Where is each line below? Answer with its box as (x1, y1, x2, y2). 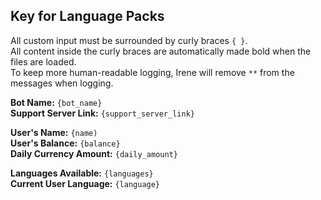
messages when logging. (10, 77, 114, 89)
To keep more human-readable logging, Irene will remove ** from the (10, 66, 295, 78)
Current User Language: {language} (10, 177, 161, 189)
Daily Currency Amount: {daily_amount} (10, 147, 178, 159)
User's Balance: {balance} (10, 137, 121, 149)
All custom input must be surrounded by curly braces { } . (10, 34, 248, 46)
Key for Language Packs (10, 8, 165, 25)
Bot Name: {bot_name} (10, 96, 103, 108)
